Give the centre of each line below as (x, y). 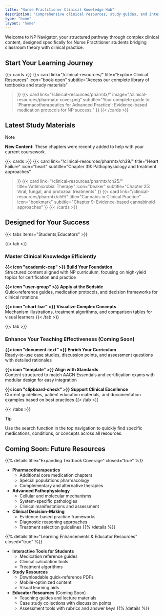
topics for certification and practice (41, 277)
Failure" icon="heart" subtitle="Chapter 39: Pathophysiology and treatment (81, 166)
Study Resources (30, 572)
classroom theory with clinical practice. (45, 47)
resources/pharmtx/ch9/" (42, 196)
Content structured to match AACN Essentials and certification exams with (80, 375)
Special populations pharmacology (54, 480)
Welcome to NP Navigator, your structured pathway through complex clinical (82, 37)
